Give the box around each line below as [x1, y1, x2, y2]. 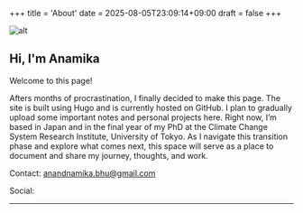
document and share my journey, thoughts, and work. [9, 150, 209, 161]
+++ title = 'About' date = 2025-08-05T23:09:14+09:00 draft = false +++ [9, 8, 282, 18]
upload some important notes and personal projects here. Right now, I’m [9, 112, 278, 123]
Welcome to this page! [9, 75, 93, 86]
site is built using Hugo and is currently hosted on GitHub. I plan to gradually [9, 102, 293, 113]
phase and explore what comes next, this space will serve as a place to [9, 140, 274, 152]
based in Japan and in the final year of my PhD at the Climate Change [9, 121, 269, 132]
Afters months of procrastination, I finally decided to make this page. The [9, 92, 281, 103]
